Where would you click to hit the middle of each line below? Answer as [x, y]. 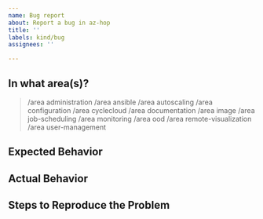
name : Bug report [37, 15]
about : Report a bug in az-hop [59, 23]
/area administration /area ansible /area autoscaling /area [120, 102]
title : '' [24, 30]
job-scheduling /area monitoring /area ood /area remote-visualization [139, 119]
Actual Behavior [48, 179]
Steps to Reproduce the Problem [89, 205]
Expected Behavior [56, 152]
